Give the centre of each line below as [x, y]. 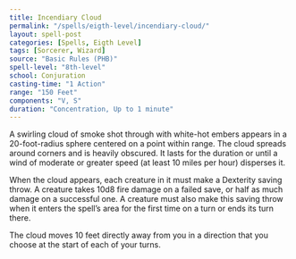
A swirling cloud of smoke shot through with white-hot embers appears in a [148, 134]
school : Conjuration [48, 76]
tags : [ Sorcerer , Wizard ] [57, 51]
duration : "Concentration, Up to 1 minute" [92, 109]
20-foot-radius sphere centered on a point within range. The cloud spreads [148, 144]
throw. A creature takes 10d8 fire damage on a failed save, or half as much [146, 189]
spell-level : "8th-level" [57, 68]
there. [20, 218]
